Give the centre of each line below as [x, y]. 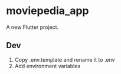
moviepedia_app [48, 11]
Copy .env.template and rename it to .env [65, 59]
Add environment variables [48, 66]
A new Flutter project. [32, 27]
